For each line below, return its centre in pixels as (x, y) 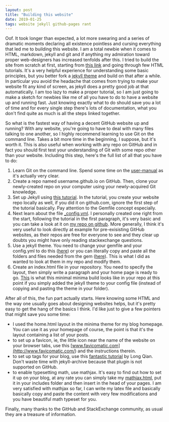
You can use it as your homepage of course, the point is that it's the (83, 330)
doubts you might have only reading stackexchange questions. (78, 240)
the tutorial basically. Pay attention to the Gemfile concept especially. (84, 208)
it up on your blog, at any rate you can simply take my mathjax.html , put (87, 378)
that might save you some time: (38, 314)
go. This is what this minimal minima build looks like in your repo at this (86, 278)
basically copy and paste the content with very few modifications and (85, 394)
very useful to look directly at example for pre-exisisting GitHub (78, 230)
